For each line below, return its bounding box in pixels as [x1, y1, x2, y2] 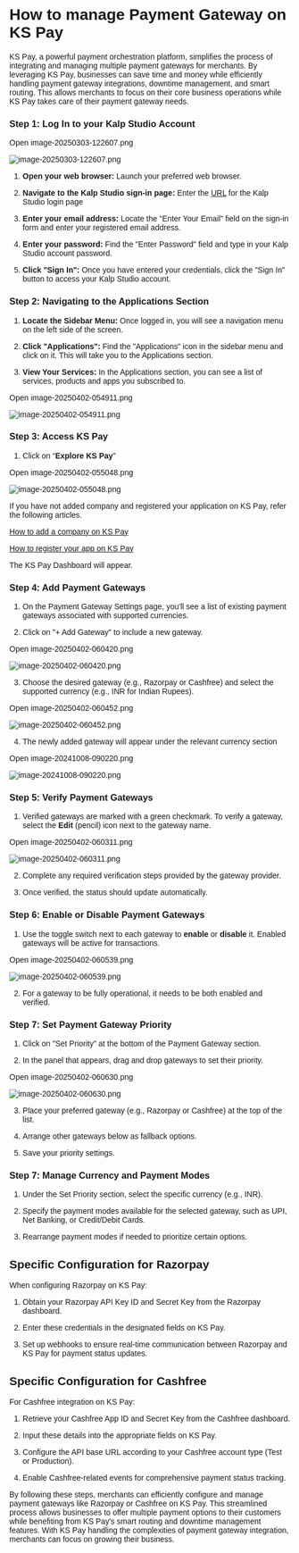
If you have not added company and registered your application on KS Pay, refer [9, 501, 287, 511]
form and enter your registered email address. [21, 222, 181, 233]
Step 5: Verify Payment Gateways [9, 792, 154, 804]
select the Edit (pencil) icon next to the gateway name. [21, 821, 212, 831]
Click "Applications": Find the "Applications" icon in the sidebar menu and [21, 341, 284, 351]
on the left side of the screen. [21, 324, 123, 335]
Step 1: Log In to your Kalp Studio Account [9, 118, 195, 129]
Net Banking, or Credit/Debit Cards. [21, 1215, 145, 1225]
